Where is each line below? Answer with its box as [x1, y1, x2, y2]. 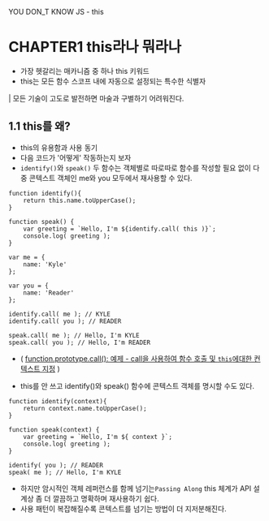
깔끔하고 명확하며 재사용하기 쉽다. [52, 493, 160, 503]
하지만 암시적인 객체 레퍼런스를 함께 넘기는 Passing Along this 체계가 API [20, 483, 252, 493]
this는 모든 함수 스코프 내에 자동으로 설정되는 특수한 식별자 [20, 76, 206, 86]
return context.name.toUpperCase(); [23, 404, 148, 412]
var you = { [8, 282, 49, 290]
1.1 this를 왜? [8, 119, 71, 133]
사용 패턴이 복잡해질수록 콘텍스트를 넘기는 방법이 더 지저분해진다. [20, 503, 227, 514]
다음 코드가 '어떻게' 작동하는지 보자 [20, 153, 132, 162]
